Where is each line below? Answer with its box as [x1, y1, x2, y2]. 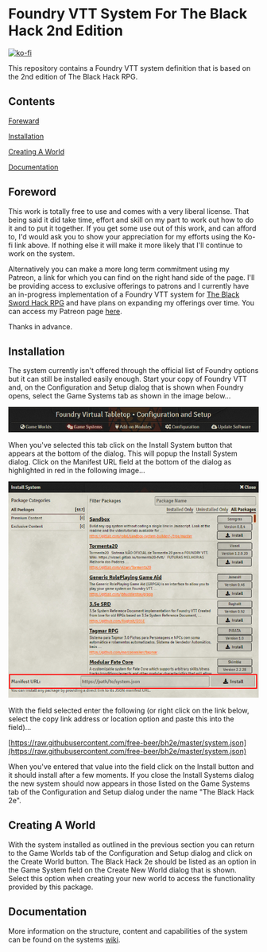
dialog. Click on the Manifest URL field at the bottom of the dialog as [8, 457, 232, 466]
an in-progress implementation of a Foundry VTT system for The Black [8, 289, 240, 299]
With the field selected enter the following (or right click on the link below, [8, 705, 250, 715]
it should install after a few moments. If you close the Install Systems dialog [8, 770, 254, 779]
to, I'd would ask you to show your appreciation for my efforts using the [8, 231, 242, 241]
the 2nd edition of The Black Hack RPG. [8, 72, 138, 81]
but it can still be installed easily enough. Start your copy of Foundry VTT [8, 375, 248, 384]
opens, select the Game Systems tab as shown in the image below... [8, 391, 231, 401]
